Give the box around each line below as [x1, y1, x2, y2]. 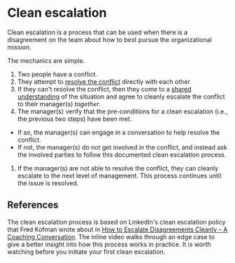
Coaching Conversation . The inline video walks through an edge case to [7, 232, 215, 241]
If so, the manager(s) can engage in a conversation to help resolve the [17, 128, 220, 136]
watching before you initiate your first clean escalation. [7, 247, 166, 256]
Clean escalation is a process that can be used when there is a [7, 28, 188, 36]
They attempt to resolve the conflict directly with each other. [17, 77, 192, 85]
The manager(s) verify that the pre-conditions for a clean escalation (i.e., [17, 107, 228, 115]
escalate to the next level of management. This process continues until [17, 171, 222, 180]
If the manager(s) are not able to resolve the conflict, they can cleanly [17, 164, 219, 172]
